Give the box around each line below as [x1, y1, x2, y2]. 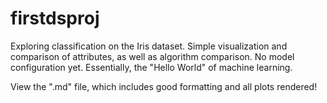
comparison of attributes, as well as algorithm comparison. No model [10, 50, 295, 62]
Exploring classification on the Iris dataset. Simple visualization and [10, 40, 288, 52]
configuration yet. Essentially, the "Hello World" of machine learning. [10, 61, 293, 73]
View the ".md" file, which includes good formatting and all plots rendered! [10, 80, 318, 92]
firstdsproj [10, 7, 100, 30]
